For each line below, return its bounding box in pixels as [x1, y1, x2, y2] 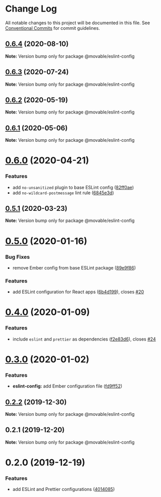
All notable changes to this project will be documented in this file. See [5, 20, 150, 26]
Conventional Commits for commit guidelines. [5, 25, 100, 31]
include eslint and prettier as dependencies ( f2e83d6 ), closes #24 [12, 336, 156, 342]
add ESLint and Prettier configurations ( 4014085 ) [12, 486, 115, 492]
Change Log [5, 3, 57, 15]
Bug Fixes [5, 253, 30, 260]
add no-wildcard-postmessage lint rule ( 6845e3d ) [12, 190, 115, 196]
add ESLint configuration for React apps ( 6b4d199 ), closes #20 [12, 289, 144, 295]
